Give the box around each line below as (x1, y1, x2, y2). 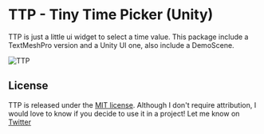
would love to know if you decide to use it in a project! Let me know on (8, 108, 240, 118)
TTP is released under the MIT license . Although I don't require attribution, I (8, 100, 257, 109)
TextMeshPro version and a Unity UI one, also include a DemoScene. (8, 40, 234, 49)
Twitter (8, 117, 32, 127)
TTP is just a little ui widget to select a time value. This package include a (8, 32, 249, 41)
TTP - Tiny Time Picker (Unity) (8, 6, 214, 24)
